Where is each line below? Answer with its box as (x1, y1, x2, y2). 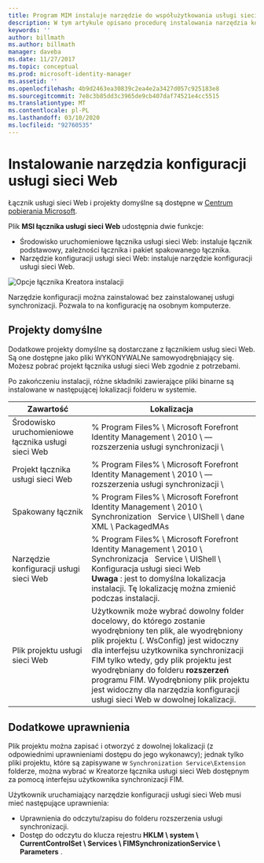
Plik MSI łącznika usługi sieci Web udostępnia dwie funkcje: (8, 221, 204, 231)
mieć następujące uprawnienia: (8, 798, 109, 808)
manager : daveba (8, 48, 61, 56)
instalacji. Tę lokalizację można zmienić (91, 583, 236, 594)
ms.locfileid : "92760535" (8, 121, 93, 129)
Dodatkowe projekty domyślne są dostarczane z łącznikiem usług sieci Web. (8, 344, 255, 354)
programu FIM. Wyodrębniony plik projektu (91, 674, 250, 685)
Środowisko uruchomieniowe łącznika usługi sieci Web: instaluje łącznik (19, 237, 253, 246)
